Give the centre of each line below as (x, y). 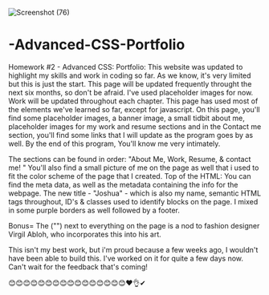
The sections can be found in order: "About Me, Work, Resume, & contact (130, 159)
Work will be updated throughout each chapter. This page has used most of (133, 101)
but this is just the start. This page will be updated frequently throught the (130, 83)
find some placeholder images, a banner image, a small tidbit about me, (126, 118)
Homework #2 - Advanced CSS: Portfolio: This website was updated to (126, 67)
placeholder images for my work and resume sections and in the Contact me (135, 126)
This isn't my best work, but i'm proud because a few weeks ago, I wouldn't (133, 249)
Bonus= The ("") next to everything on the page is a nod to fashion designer (134, 225)
